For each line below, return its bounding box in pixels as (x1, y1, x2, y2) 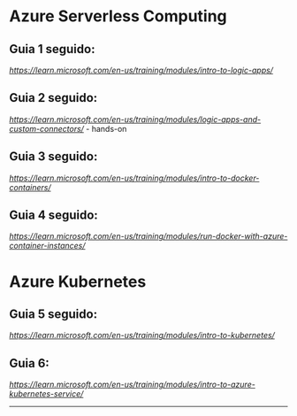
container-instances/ (9, 241, 86, 251)
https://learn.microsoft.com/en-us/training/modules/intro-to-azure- (9, 379, 256, 390)
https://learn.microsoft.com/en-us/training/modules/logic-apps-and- (9, 113, 262, 125)
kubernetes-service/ (9, 389, 84, 399)
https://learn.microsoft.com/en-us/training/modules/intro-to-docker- (9, 173, 260, 183)
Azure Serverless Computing (9, 6, 227, 27)
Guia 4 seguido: (9, 208, 99, 223)
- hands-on (85, 123, 127, 134)
